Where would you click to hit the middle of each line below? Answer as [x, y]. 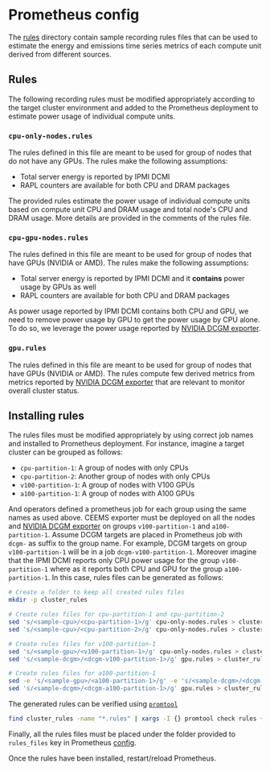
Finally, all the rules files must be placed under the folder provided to [122, 734]
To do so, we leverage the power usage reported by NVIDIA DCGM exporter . [135, 329]
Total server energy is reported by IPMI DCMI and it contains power [132, 279]
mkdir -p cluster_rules [48, 600]
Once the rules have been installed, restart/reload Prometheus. [112, 758]
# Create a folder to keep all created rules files [96, 593]
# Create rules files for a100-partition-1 [82, 674]
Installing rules [46, 416]
